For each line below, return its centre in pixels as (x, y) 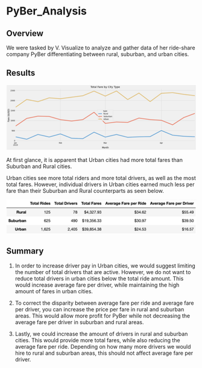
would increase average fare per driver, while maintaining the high (97, 285)
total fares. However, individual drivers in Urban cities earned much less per (100, 184)
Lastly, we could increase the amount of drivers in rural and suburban (101, 334)
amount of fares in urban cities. (54, 291)
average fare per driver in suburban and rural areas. (79, 322)
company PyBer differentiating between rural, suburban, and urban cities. (98, 54)
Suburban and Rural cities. (39, 166)
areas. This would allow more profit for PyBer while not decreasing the (103, 316)
